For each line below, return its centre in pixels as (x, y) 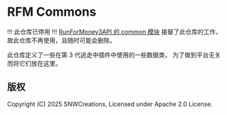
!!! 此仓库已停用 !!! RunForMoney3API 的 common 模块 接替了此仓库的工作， (115, 31)
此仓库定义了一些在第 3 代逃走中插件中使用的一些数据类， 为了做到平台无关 (114, 55)
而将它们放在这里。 (34, 63)
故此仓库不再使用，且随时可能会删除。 (61, 40)
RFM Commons (52, 12)
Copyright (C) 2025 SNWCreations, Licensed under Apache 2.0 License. (110, 104)
